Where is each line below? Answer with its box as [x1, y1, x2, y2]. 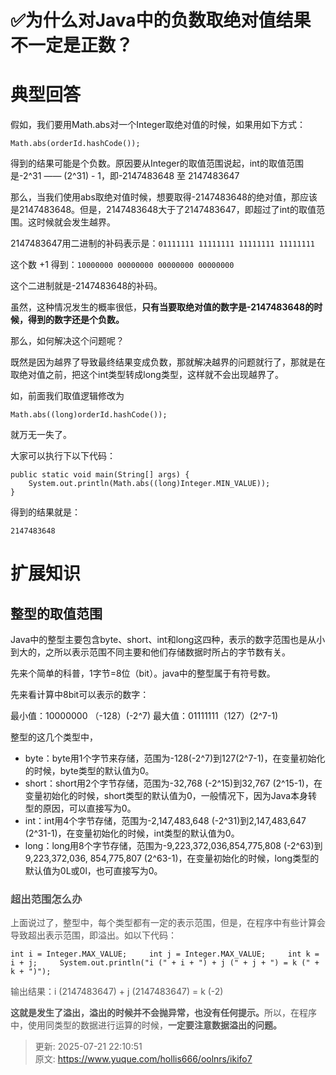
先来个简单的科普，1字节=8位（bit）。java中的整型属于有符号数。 [10, 667, 276, 680]
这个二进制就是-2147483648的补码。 [10, 280, 163, 292]
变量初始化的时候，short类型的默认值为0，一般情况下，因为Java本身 [24, 790, 309, 802]
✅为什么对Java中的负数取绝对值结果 [10, 9, 312, 32]
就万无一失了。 [10, 429, 72, 441]
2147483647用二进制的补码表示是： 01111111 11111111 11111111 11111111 [10, 237, 315, 250]
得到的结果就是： [10, 506, 81, 518]
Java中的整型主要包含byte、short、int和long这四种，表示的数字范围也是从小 [10, 634, 326, 646]
